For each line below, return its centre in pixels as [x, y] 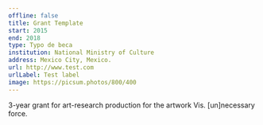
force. [18, 113]
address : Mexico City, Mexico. [60, 61]
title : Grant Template [46, 23]
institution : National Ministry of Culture [81, 53]
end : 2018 [25, 38]
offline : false [33, 16]
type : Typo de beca [41, 45]
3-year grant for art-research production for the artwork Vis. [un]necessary [132, 105]
